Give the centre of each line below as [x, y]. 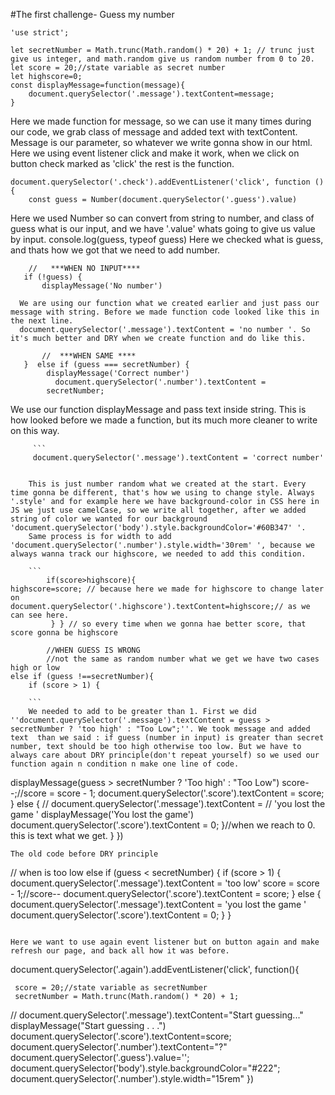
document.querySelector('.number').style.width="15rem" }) [132, 1078]
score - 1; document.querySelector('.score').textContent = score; [190, 793]
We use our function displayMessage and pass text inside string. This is [158, 409]
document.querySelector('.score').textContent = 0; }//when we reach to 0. [163, 825]
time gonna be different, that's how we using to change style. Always [162, 493]
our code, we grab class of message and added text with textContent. [154, 132]
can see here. [40, 615]
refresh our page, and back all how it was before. [120, 951]
